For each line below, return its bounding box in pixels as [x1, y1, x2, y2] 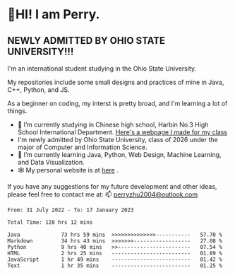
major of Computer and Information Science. [17, 143, 148, 151]
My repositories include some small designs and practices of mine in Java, [7, 78, 224, 86]
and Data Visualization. [17, 158, 85, 166]
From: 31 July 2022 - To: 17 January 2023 [7, 206, 134, 213]
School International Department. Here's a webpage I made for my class [17, 128, 228, 136]
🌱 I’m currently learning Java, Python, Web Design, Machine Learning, [17, 151, 222, 158]
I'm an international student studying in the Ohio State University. [7, 64, 196, 73]
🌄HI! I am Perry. [7, 6, 100, 23]
